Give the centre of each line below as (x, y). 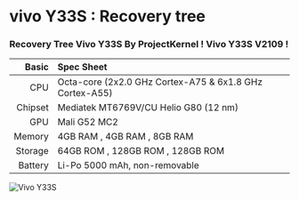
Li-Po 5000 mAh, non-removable (129, 165)
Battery (33, 165)
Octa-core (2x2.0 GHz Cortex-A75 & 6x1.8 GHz (160, 82)
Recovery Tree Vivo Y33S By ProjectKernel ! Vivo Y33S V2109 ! (149, 44)
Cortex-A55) (85, 93)
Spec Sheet (82, 67)
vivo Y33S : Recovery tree (108, 16)
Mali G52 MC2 (88, 122)
